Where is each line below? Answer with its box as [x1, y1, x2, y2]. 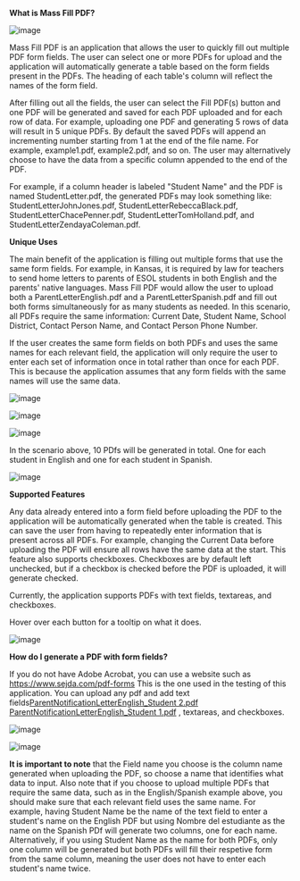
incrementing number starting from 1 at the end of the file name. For [9, 136, 259, 146]
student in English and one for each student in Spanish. [9, 455, 212, 465]
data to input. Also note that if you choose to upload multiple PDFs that [9, 777, 270, 788]
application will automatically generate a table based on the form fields [9, 62, 271, 71]
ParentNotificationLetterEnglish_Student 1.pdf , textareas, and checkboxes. [9, 707, 285, 717]
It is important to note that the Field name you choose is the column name [9, 759, 283, 769]
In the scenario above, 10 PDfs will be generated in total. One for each [9, 445, 266, 455]
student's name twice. [9, 863, 91, 874]
